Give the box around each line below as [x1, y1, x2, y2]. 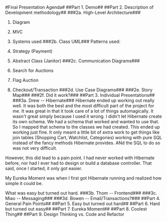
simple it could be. [5, 181, 43, 186]
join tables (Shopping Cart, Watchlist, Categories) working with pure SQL [12, 135, 163, 140]
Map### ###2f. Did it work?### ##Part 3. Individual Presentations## [12, 92, 155, 98]
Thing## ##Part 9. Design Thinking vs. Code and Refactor [5, 212, 125, 217]
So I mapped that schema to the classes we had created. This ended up [12, 124, 160, 130]
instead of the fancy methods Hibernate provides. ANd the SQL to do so [12, 140, 161, 146]
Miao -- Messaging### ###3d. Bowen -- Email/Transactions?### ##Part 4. [5, 196, 161, 201]
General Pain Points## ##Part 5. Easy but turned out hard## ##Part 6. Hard [5, 201, 161, 207]
